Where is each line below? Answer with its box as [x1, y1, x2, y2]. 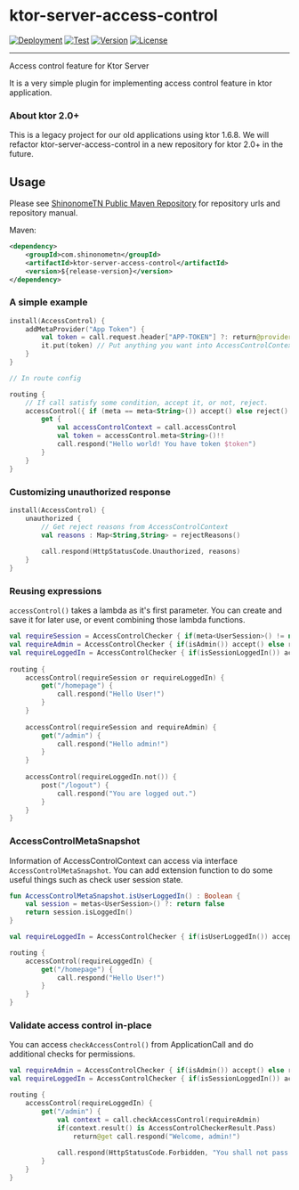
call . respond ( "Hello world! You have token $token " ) [56, 440, 256, 449]
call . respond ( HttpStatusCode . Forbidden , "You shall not [56, 1148, 269, 1158]
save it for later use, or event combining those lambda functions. [9, 615, 246, 625]
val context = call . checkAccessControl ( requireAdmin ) [56, 1115, 261, 1124]
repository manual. [9, 208, 78, 218]
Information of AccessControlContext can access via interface [9, 855, 238, 866]
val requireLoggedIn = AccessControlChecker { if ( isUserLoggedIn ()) [9, 933, 269, 941]
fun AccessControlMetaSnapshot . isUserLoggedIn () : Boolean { [9, 892, 241, 901]
